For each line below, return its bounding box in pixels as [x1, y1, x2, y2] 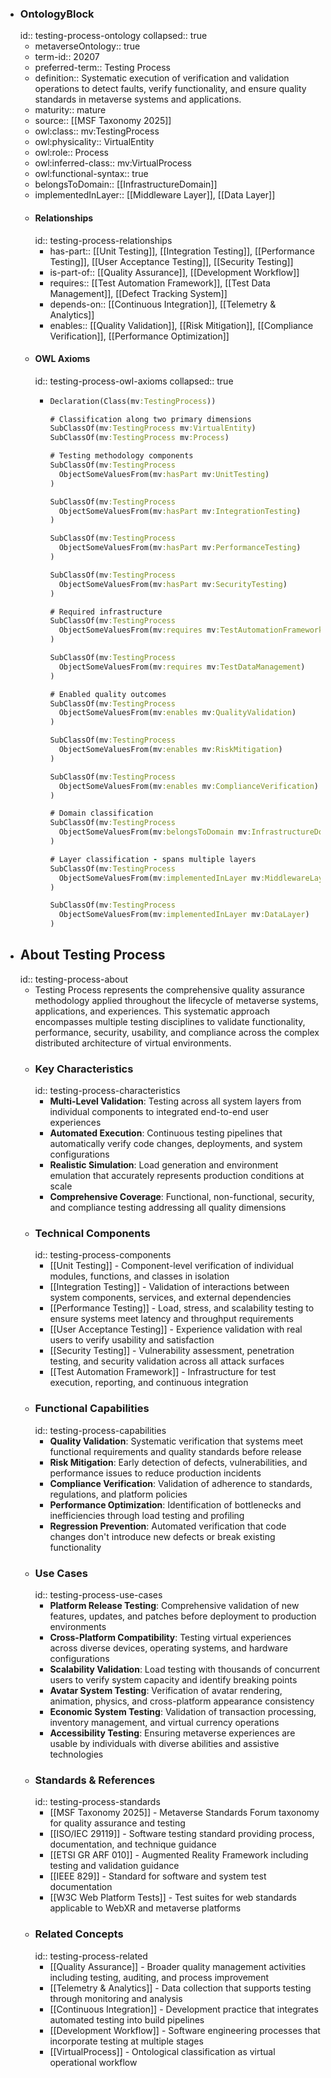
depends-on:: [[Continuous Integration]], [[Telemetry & [49, 298, 277, 310]
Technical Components [34, 1227, 151, 1241]
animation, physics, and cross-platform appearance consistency [49, 1695, 315, 1707]
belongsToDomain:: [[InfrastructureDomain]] [34, 178, 218, 191]
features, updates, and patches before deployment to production [49, 1610, 317, 1622]
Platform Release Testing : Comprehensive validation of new [49, 1600, 300, 1612]
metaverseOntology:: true [34, 40, 141, 52]
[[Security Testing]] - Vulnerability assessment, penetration [49, 1345, 295, 1357]
